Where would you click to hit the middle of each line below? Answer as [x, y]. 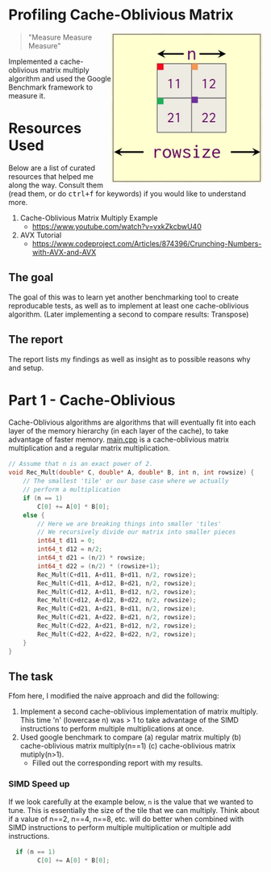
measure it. [27, 95]
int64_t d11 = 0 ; [66, 541]
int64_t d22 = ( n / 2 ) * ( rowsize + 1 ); [99, 566]
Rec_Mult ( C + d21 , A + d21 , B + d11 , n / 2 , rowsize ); [117, 609]
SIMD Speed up [39, 784]
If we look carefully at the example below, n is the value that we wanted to [131, 802]
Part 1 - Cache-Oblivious [92, 400]
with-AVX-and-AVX [64, 252]
